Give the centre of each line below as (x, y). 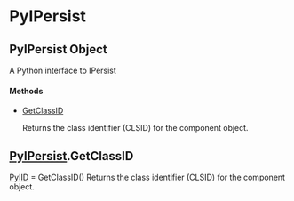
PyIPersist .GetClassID (72, 156)
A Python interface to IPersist (63, 70)
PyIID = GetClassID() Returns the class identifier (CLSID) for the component (147, 177)
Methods (26, 91)
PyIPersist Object (59, 49)
